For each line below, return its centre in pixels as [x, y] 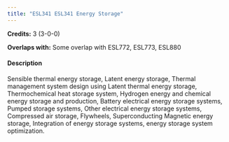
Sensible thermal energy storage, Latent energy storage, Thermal [102, 78]
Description [25, 63]
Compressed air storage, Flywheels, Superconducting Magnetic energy [110, 115]
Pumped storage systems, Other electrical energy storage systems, [105, 108]
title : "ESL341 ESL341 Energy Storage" [65, 14]
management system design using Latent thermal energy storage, [102, 86]
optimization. [26, 131]
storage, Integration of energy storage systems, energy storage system [110, 123]
